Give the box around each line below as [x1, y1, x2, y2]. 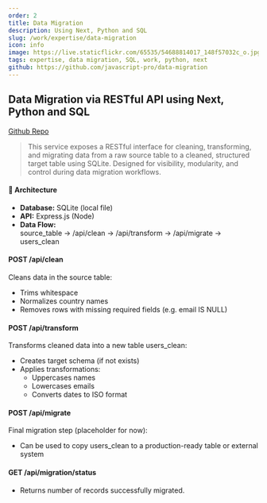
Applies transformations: [19, 365, 101, 374]
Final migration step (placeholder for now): [8, 426, 149, 435]
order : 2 [8, 11, 37, 20]
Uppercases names [31, 373, 96, 382]
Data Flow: [19, 219, 56, 229]
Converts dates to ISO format [31, 390, 128, 400]
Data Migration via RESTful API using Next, [8, 93, 224, 106]
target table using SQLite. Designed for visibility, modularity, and [27, 158, 238, 168]
